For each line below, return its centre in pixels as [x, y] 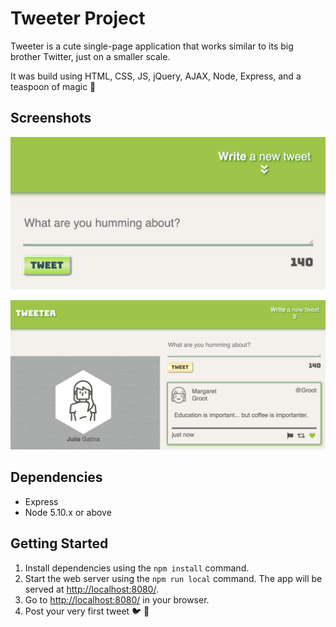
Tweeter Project [78, 18]
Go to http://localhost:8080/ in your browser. [117, 599]
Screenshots [51, 118]
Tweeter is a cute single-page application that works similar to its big [152, 46]
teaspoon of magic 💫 [53, 86]
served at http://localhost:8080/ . [91, 589]
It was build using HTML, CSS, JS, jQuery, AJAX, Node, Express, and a [156, 76]
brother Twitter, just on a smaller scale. [90, 56]
